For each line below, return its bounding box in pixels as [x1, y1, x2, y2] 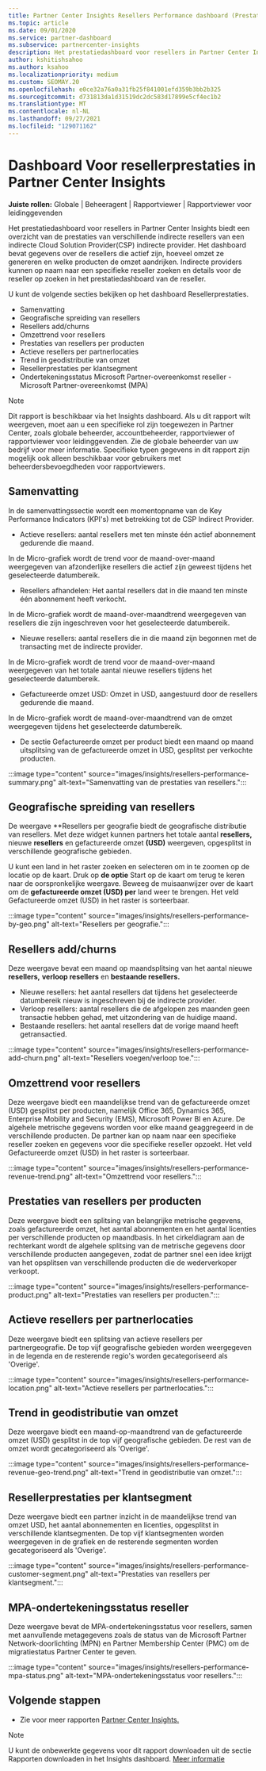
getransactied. [19, 1029, 67, 1039]
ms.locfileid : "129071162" [8, 122, 97, 130]
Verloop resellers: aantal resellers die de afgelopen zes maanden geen [19, 1004, 250, 1014]
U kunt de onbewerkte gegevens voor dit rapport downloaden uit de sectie [8, 1746, 252, 1755]
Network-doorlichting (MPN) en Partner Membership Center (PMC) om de [8, 1639, 249, 1648]
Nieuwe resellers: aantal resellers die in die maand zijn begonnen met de [19, 633, 257, 642]
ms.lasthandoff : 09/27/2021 [8, 115, 101, 123]
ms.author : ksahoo [8, 63, 69, 71]
